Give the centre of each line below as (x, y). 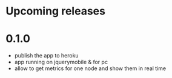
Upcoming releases (55, 11)
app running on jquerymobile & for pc (61, 62)
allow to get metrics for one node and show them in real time (90, 68)
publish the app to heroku (47, 56)
